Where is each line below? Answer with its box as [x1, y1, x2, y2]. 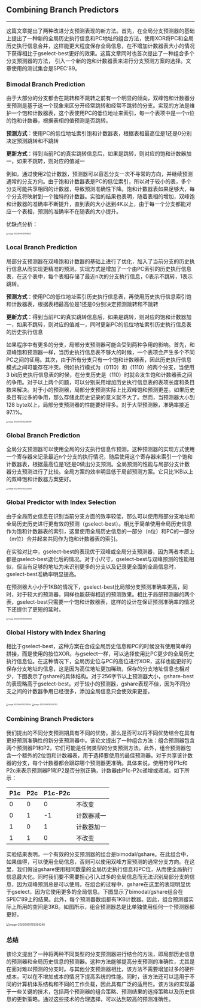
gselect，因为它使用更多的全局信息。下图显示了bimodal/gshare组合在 [11, 888, 184, 895]
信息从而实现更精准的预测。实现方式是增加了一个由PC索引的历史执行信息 [11, 265, 192, 272]
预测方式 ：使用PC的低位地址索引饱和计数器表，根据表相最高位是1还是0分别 [6, 130, 192, 137]
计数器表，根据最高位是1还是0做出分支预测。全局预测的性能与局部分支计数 [6, 461, 190, 468]
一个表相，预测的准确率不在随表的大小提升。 [11, 208, 121, 215]
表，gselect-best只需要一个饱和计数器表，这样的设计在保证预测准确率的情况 [6, 598, 195, 606]
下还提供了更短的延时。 [6, 606, 64, 613]
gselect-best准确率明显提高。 [6, 570, 80, 577]
